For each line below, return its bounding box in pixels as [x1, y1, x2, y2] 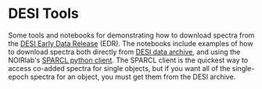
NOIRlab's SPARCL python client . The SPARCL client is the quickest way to [8, 55, 249, 65]
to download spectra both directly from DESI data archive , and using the [8, 47, 241, 56]
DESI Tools [8, 5, 80, 23]
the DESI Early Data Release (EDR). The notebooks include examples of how [8, 38, 253, 48]
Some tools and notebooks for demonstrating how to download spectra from [8, 30, 255, 40]
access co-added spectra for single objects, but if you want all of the [8, 63, 231, 73]
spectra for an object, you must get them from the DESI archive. [30, 72, 236, 81]
